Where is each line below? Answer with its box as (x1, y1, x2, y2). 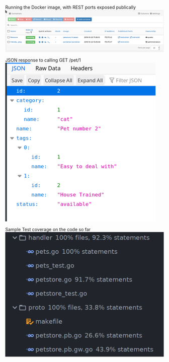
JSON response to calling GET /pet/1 (5, 57, 81, 63)
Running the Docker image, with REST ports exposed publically (5, 5, 136, 10)
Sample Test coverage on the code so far (5, 227, 91, 233)
